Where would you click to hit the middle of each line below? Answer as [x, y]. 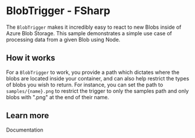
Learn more [28, 116]
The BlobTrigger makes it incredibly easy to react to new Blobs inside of [94, 27]
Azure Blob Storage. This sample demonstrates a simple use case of [89, 33]
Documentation [25, 130]
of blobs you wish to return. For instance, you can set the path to [85, 85]
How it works [31, 58]
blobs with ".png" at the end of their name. [58, 97]
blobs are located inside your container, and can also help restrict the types [98, 78]
